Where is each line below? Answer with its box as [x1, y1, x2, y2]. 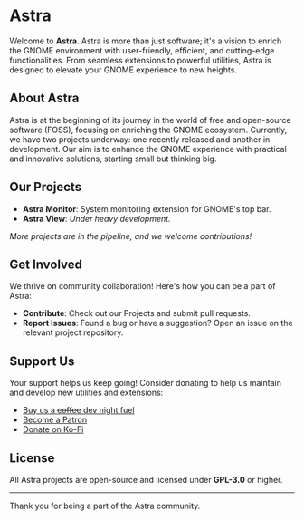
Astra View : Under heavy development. [22, 213, 171, 224]
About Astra [9, 91, 80, 106]
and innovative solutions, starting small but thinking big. [9, 153, 217, 164]
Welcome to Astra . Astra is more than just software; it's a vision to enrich [9, 35, 282, 46]
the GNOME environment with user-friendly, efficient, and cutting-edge [9, 44, 275, 55]
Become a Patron [22, 414, 88, 426]
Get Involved [9, 256, 83, 272]
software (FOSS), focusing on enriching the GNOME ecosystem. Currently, [9, 124, 288, 135]
